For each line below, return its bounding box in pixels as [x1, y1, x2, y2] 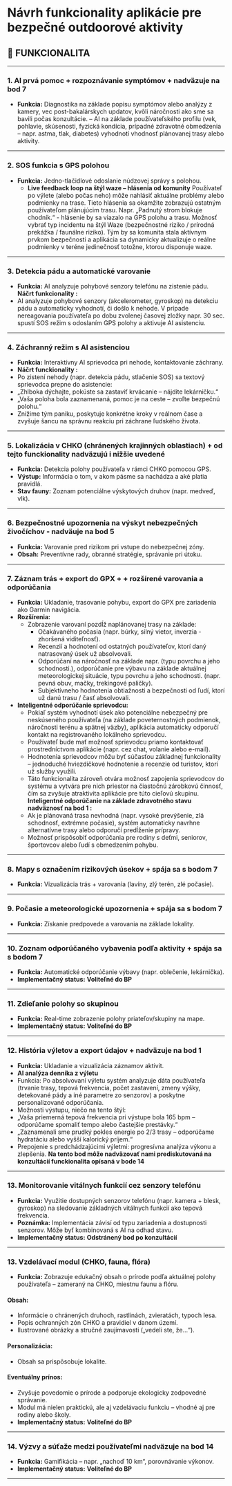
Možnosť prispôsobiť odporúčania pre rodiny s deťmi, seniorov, [27, 834, 208, 842]
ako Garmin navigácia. [17, 605, 81, 614]
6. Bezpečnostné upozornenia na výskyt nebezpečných [7, 518, 198, 528]
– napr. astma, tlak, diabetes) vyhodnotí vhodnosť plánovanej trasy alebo [17, 129, 224, 138]
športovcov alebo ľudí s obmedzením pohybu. [27, 841, 159, 849]
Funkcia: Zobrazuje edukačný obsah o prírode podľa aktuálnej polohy [17, 1273, 216, 1281]
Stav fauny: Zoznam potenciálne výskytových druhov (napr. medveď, [17, 487, 215, 495]
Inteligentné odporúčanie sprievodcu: [17, 701, 129, 710]
